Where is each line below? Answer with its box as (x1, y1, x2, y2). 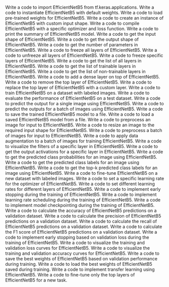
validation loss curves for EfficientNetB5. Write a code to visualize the (5, 245, 150, 251)
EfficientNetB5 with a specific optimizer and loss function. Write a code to (5, 26, 159, 32)
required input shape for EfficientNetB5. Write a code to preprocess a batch (5, 127, 162, 133)
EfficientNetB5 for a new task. (5, 277, 68, 283)
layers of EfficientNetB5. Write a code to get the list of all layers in (5, 58, 142, 63)
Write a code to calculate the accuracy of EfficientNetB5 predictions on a (5, 207, 157, 213)
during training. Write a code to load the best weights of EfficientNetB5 (5, 261, 152, 267)
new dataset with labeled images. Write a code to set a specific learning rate (5, 176, 164, 181)
